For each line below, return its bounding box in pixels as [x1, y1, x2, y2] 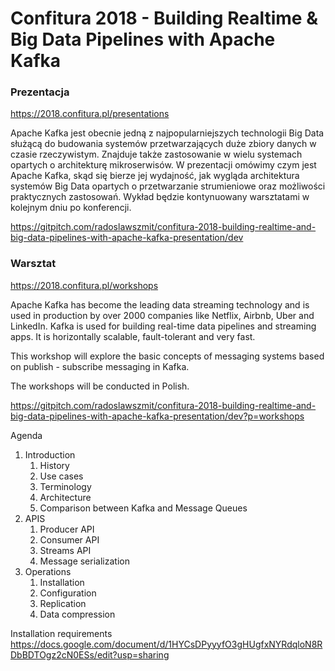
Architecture [39, 491, 92, 503]
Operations [24, 565, 72, 577]
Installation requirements [10, 627, 113, 639]
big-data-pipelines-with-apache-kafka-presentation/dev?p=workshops [10, 410, 305, 422]
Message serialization [39, 555, 130, 567]
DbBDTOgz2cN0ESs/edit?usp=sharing [10, 648, 170, 661]
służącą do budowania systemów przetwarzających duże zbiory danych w [10, 138, 317, 150]
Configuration [39, 587, 97, 599]
